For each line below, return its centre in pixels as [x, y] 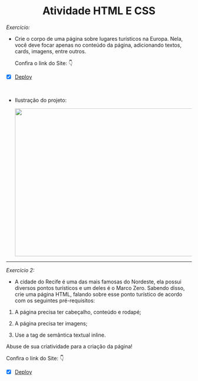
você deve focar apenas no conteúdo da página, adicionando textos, [98, 45]
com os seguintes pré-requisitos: [55, 301]
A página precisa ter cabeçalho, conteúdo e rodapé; [78, 312]
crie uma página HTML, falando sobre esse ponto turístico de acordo [98, 294]
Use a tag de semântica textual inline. [60, 335]
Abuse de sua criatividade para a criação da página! [69, 346]
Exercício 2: [20, 270]
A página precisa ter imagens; [51, 323]
